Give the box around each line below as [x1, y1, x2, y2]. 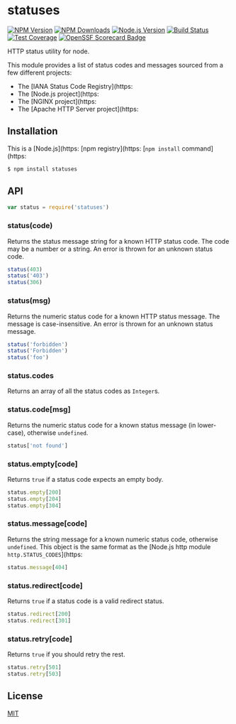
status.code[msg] [7, 404, 71, 414]
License [7, 690, 43, 702]
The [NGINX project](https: [17, 97, 97, 105]
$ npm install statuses [7, 166, 78, 173]
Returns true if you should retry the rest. [7, 650, 125, 659]
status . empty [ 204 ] [7, 495, 62, 502]
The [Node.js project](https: [17, 90, 99, 98]
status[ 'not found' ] [7, 442, 69, 449]
